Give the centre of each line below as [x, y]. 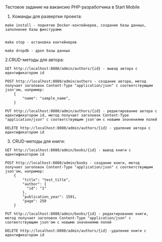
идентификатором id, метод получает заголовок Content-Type [67, 115]
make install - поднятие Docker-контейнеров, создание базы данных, [76, 25]
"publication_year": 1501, [50, 197]
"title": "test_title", [46, 180]
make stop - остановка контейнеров [41, 42]
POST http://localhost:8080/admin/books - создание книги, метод [72, 163]
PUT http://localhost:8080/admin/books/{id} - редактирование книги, [77, 214]
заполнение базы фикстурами [33, 30]
